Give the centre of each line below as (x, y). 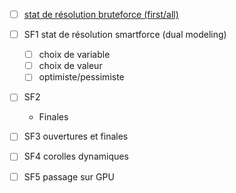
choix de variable (74, 55)
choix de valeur (70, 66)
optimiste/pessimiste (81, 77)
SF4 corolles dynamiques (76, 156)
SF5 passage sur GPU (69, 176)
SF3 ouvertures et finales (76, 136)
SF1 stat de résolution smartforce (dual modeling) (125, 35)
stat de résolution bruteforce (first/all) (101, 14)
